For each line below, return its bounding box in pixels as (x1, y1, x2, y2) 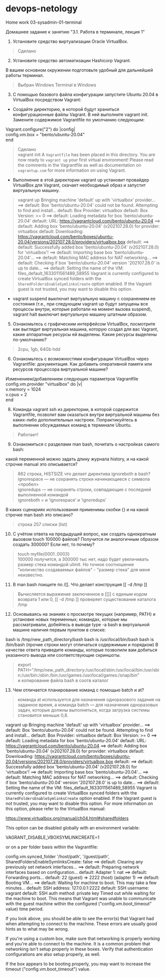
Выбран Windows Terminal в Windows (17, 82, 96, 88)
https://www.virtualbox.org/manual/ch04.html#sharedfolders (5, 815, 129, 821)
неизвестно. (17, 572, 44, 578)
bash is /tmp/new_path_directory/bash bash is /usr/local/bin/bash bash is (5, 636, 154, 642)
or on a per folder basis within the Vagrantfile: (5, 844, 98, 850)
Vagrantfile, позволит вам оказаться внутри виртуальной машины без (12, 412, 160, 417)
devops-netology (5, 3, 78, 14)
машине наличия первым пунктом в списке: (12, 627, 106, 633)
